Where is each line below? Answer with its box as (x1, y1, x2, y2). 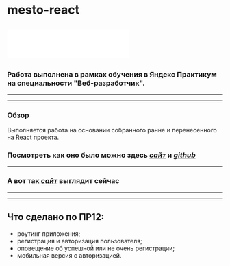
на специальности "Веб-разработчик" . (7, 78, 145, 88)
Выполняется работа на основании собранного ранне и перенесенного (7, 126, 217, 134)
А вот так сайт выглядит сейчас (7, 176, 120, 186)
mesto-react (7, 2, 80, 18)
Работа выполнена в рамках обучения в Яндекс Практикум (7, 69, 217, 79)
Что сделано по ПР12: (7, 211, 105, 223)
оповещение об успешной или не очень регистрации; (16, 244, 175, 252)
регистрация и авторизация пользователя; (16, 237, 142, 245)
